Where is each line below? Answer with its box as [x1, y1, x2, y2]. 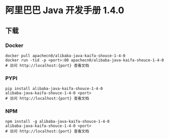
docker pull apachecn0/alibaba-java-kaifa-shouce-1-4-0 [5, 53, 125, 58]
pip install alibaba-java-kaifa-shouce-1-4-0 [5, 86, 103, 91]
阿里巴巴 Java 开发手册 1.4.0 [5, 5, 124, 16]
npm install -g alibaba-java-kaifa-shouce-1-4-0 [5, 119, 110, 124]
